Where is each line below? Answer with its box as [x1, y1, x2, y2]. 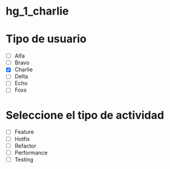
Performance [14, 149, 48, 156]
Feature [14, 128, 34, 136]
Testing [14, 156, 34, 163]
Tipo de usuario [5, 32, 87, 46]
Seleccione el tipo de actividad [5, 108, 165, 122]
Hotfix [14, 135, 30, 142]
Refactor [14, 142, 37, 150]
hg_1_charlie [5, 4, 69, 18]
